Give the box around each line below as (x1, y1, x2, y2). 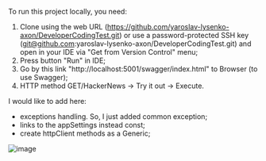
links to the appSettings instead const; (19, 121, 145, 129)
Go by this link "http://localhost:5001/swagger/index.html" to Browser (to (19, 64, 258, 74)
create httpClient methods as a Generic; (19, 128, 151, 138)
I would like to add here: (8, 97, 87, 105)
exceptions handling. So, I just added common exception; (19, 112, 208, 121)
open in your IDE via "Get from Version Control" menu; (19, 48, 199, 56)
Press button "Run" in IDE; (19, 56, 106, 65)
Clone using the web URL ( (19, 22, 108, 31)
